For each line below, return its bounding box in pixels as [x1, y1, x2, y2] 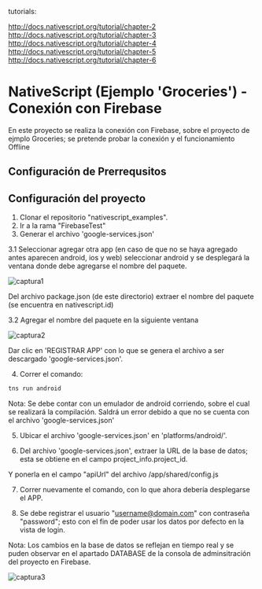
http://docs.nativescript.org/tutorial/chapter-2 [8, 22, 157, 31]
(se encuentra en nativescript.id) [8, 300, 114, 310]
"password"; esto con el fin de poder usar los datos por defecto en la [19, 517, 245, 526]
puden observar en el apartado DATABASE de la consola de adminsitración [8, 549, 251, 558]
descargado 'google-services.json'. [8, 354, 124, 364]
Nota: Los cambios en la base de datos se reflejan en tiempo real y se [8, 540, 234, 550]
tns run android [8, 385, 61, 392]
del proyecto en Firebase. [8, 558, 91, 567]
